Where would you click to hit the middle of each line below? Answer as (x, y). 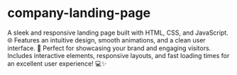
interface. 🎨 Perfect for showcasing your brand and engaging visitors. (109, 48)
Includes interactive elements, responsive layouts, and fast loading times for (118, 55)
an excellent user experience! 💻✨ (57, 63)
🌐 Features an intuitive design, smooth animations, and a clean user (106, 40)
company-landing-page (79, 13)
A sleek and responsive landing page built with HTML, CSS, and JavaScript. (118, 33)
